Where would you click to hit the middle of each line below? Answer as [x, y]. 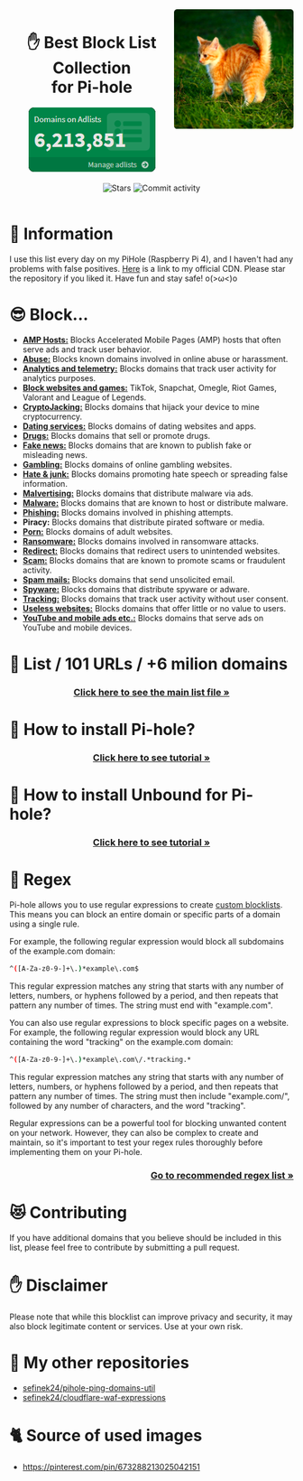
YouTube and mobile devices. [77, 628]
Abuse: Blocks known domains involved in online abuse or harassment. [155, 359]
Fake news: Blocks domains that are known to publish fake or [137, 445]
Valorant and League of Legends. [84, 397]
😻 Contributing [69, 1212]
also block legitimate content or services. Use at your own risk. [126, 1326]
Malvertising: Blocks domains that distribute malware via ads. [138, 493]
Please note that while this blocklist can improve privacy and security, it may [151, 1317]
